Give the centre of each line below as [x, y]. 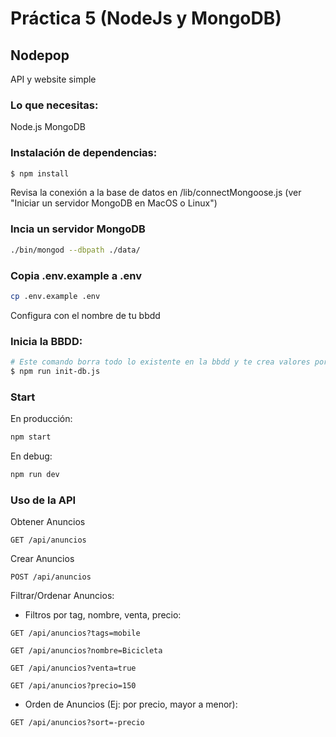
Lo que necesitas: [54, 105]
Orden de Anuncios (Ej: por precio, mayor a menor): [131, 704]
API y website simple [53, 79]
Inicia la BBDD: [46, 341]
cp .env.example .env [55, 296]
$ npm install [40, 173]
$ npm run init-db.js [55, 371]
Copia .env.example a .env [76, 275]
